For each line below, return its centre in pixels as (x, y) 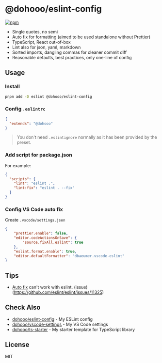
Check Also (23, 308)
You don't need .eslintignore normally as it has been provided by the (87, 137)
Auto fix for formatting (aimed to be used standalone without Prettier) (81, 37)
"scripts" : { (23, 179)
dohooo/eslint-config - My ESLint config (52, 319)
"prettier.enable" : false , (41, 234)
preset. (24, 142)
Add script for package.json (39, 155)
